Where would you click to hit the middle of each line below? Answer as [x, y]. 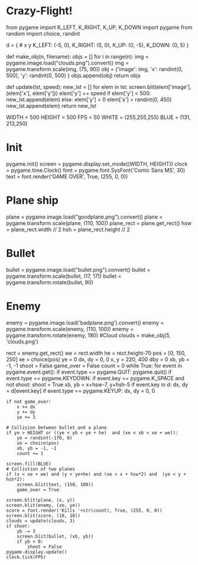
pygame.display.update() [37, 552]
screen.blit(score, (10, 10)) [43, 516]
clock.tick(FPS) [26, 557]
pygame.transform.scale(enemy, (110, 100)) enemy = [70, 329]
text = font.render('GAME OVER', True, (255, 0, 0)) [67, 176]
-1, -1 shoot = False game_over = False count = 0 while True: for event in [94, 365]
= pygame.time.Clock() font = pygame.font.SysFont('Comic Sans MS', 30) [96, 170]
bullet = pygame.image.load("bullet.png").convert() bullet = [78, 269]
